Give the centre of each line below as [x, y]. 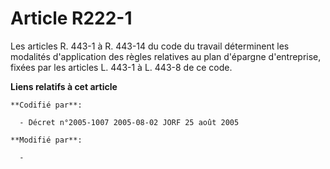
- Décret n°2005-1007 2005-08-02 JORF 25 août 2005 [129, 122]
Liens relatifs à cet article [64, 86]
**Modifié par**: [46, 140]
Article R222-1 [71, 18]
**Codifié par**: [46, 105]
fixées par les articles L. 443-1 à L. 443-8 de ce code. [121, 67]
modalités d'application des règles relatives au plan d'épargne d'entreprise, [166, 56]
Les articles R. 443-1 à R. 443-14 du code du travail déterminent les [150, 46]
